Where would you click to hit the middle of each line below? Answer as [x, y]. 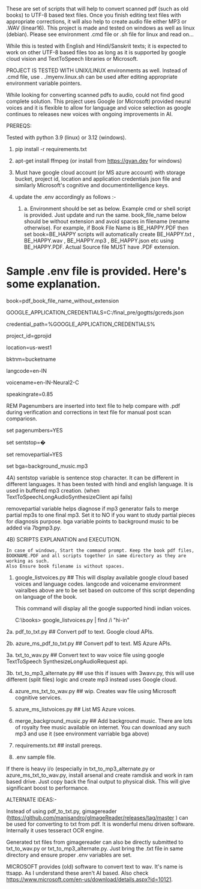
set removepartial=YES [34, 454]
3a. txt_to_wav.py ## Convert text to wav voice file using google [85, 655]
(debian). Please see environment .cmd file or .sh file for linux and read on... [100, 34]
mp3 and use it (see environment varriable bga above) [82, 734]
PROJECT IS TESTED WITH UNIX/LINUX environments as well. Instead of [97, 70]
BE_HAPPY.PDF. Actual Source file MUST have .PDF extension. [102, 247]
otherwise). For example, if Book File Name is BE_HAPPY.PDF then [106, 228]
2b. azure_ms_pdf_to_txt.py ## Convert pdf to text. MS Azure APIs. [89, 643]
